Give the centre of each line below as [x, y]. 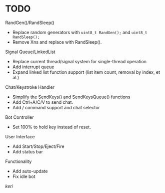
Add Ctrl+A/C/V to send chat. [43, 102]
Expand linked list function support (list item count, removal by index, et [86, 72]
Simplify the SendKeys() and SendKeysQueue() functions [71, 97]
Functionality [18, 161]
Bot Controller [19, 117]
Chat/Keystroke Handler [30, 87]
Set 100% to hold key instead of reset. [51, 127]
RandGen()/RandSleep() [30, 23]
